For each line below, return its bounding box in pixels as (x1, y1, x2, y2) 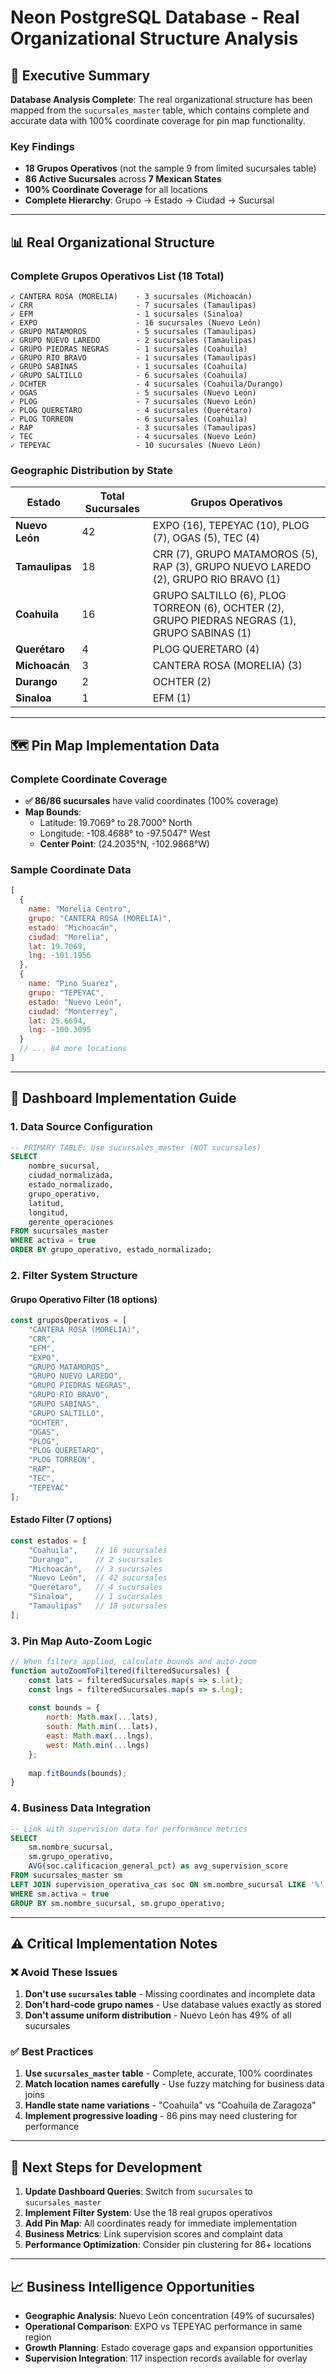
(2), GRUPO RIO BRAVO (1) (152, 572, 281, 586)
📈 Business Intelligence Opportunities (10, 2278, 255, 2295)
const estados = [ (10, 1536, 87, 1546)
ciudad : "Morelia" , (28, 932, 110, 942)
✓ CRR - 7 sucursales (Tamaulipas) (10, 300, 257, 310)
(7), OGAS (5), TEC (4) (152, 531, 260, 545)
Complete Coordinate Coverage (10, 772, 168, 786)
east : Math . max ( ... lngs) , (46, 1731, 155, 1741)
